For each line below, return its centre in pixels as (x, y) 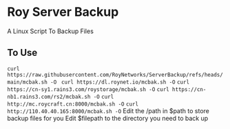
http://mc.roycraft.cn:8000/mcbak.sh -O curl (73, 104)
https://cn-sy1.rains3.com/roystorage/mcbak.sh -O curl (88, 89)
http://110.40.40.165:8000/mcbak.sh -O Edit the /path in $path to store (108, 110)
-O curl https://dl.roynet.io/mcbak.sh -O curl (120, 82)
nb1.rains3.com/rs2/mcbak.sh (49, 97)
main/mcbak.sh (28, 82)
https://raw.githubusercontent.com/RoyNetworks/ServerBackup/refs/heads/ (115, 75)
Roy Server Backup (63, 12)
